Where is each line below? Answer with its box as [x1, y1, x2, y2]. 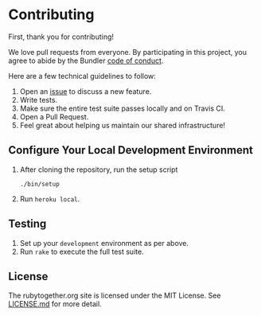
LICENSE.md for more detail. [8, 299, 102, 309]
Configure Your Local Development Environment [8, 143, 253, 157]
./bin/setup [19, 180, 60, 188]
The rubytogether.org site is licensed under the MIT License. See [8, 291, 221, 300]
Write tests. [19, 95, 58, 104]
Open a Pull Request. [19, 111, 89, 121]
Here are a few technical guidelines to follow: [8, 71, 157, 80]
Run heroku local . [19, 193, 80, 204]
